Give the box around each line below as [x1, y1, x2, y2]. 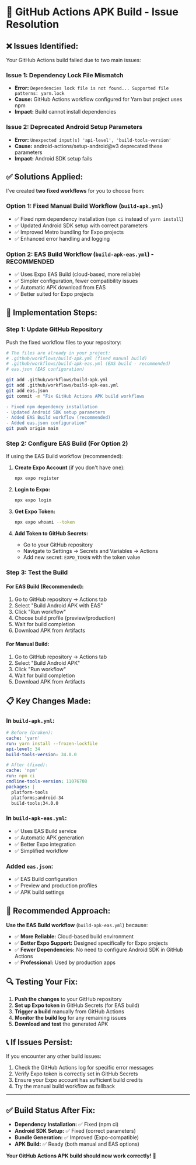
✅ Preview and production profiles [14, 882, 97, 889]
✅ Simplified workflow [14, 847, 68, 854]
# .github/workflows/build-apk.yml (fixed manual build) [6, 356, 148, 361]
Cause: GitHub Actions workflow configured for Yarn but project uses [14, 96, 183, 103]
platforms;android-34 [11, 795, 64, 801]
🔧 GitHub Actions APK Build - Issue [6, 5, 179, 19]
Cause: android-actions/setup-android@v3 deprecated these [14, 142, 163, 149]
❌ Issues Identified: [6, 41, 79, 51]
